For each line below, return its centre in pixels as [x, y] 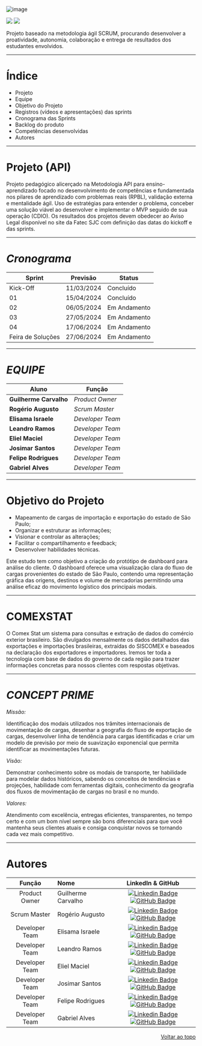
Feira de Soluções [35, 337]
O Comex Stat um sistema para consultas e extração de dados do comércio [100, 633]
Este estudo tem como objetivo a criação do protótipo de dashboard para [97, 561]
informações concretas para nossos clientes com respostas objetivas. [93, 665]
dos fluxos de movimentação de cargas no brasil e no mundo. [83, 792]
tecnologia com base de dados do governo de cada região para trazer [93, 659]
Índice [22, 76]
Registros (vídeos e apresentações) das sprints [73, 112]
